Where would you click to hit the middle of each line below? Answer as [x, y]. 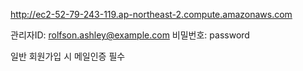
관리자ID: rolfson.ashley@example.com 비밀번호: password [130, 35]
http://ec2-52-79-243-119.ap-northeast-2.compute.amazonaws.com [151, 14]
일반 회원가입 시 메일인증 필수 [68, 56]
